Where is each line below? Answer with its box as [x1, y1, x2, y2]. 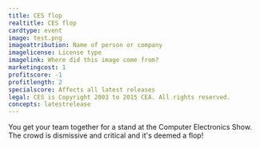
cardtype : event [8, 26, 62, 34]
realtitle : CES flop [8, 19, 78, 27]
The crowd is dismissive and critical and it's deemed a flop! [8, 130, 204, 140]
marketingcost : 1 [8, 64, 66, 72]
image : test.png [8, 33, 62, 42]
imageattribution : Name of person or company [8, 41, 162, 49]
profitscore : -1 [8, 71, 62, 79]
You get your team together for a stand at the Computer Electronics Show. [8, 123, 252, 132]
